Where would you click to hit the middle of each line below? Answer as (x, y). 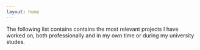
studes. (16, 42)
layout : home (23, 12)
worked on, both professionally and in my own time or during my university (100, 35)
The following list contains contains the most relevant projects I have (92, 29)
